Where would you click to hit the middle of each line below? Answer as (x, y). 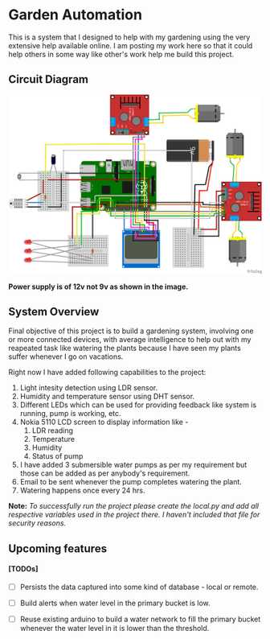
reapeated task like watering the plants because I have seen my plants (125, 348)
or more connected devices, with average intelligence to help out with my (130, 340)
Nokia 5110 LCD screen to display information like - (104, 422)
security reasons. (37, 523)
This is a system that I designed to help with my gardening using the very (129, 37)
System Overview (54, 311)
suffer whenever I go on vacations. (66, 357)
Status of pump (57, 456)
